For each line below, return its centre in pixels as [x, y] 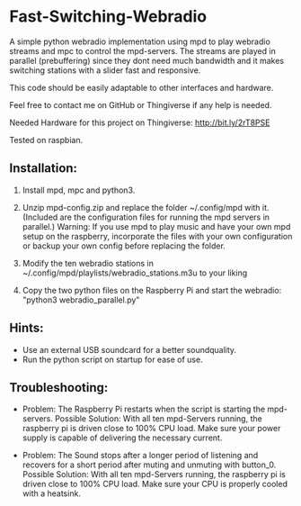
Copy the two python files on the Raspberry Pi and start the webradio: [152, 290]
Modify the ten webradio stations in [88, 263]
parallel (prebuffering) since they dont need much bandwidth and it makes [147, 60]
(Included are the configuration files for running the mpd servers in [146, 217]
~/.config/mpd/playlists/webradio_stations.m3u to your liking [135, 273]
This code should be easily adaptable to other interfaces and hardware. [142, 87]
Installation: [44, 168]
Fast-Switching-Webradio [108, 17]
